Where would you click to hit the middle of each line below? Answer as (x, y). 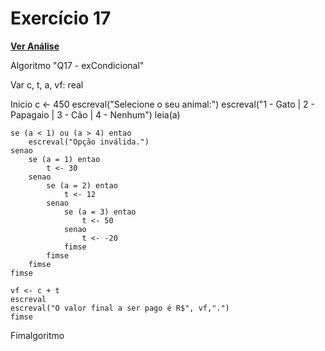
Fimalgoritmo (37, 335)
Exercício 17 (61, 18)
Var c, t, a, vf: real (47, 84)
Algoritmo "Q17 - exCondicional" (77, 65)
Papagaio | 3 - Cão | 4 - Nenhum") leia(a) (95, 114)
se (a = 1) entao (64, 159)
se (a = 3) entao (100, 212)
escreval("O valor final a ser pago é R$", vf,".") (120, 308)
